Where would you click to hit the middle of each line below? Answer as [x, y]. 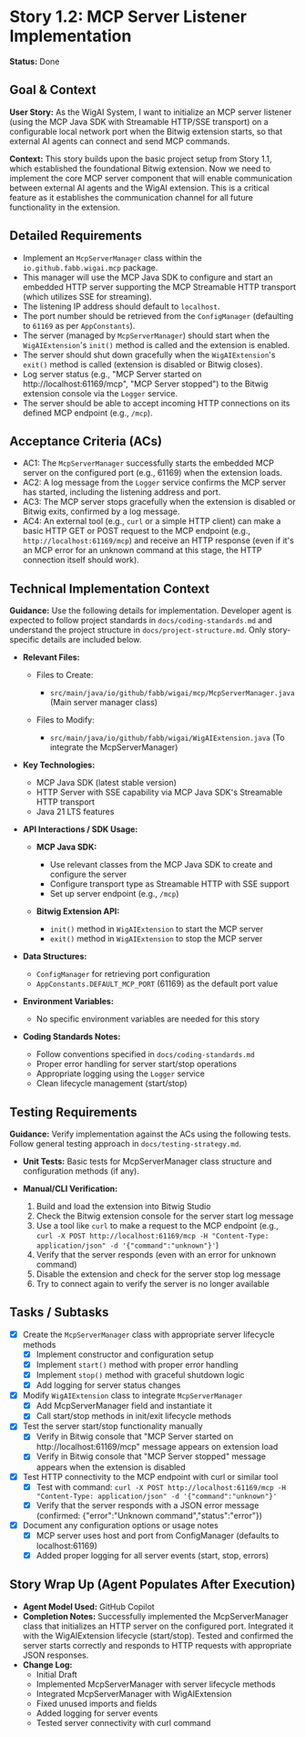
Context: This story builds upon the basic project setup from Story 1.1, [141, 159]
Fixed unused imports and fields [97, 1703]
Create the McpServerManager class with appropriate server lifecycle [148, 1334]
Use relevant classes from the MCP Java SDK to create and [161, 865]
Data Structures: [55, 956]
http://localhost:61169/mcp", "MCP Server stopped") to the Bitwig [145, 384]
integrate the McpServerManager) [114, 747]
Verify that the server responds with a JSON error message [147, 1505]
